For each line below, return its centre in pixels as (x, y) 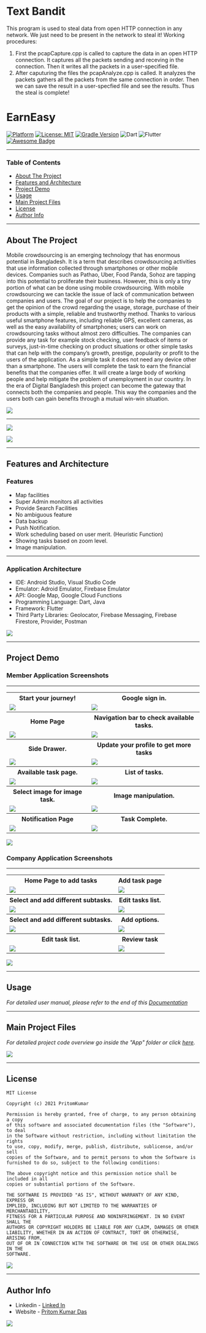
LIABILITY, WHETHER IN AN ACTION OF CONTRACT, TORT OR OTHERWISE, (93, 1233)
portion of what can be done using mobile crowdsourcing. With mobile (95, 288)
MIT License (21, 1093)
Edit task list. (61, 939)
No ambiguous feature (44, 514)
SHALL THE (19, 1222)
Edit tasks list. (140, 900)
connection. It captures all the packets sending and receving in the (99, 60)
